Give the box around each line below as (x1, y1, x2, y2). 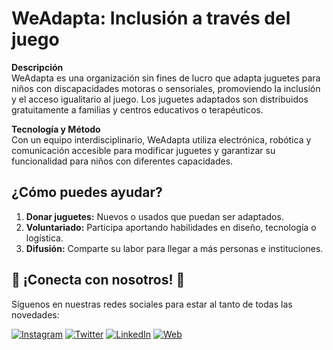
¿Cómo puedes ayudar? (11, 184, 163, 201)
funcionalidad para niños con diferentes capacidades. (11, 155, 234, 167)
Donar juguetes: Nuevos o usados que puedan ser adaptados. (25, 210, 284, 222)
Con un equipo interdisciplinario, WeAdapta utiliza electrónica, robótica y (11, 133, 312, 146)
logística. (25, 232, 64, 244)
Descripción (11, 61, 64, 73)
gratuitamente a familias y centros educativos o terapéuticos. (11, 103, 264, 116)
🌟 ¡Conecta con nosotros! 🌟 (11, 272, 186, 289)
